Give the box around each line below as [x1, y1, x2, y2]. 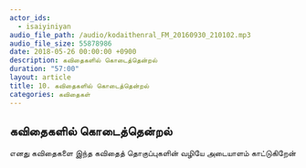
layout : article [9, 73, 71, 82]
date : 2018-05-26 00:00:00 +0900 [9, 47, 137, 57]
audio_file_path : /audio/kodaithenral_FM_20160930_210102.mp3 [9, 30, 251, 39]
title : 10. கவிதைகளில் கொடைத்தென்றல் [9, 81, 150, 90]
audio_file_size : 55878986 [9, 38, 112, 48]
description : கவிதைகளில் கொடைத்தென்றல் [9, 56, 158, 65]
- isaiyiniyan [17, 22, 71, 31]
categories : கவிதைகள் [9, 89, 91, 99]
